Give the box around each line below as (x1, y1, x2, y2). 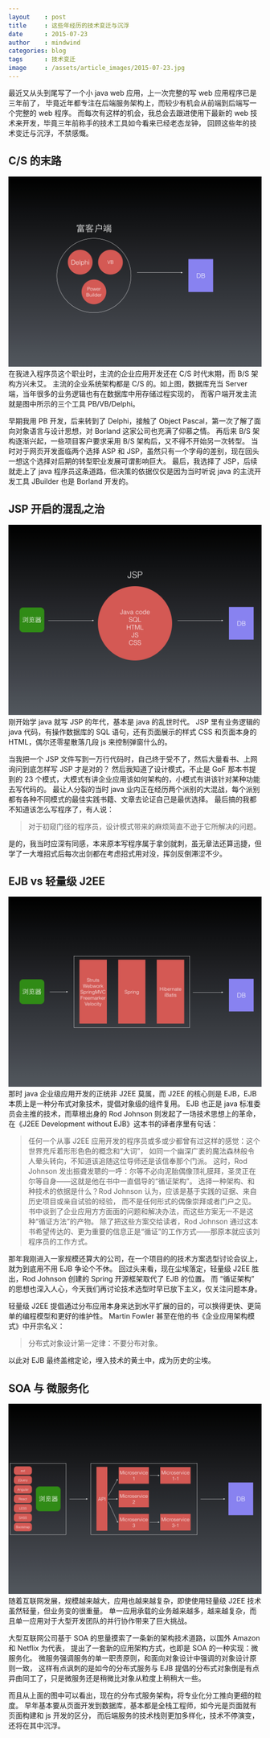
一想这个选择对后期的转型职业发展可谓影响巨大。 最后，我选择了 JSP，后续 (8, 456, 258, 466)
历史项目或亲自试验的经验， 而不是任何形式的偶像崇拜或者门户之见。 (27, 1196, 256, 1207)
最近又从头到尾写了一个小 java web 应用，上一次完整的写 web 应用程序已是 (8, 88, 257, 97)
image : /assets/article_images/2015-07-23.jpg (8, 64, 185, 72)
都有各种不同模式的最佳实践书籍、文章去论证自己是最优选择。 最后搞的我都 (8, 794, 257, 804)
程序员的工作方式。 (27, 1236, 92, 1247)
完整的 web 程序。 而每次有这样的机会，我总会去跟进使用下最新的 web (14, 108, 249, 118)
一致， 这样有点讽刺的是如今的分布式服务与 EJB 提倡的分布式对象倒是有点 (14, 1663, 260, 1674)
